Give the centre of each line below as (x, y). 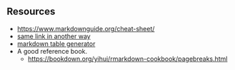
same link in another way (54, 36)
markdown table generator (56, 43)
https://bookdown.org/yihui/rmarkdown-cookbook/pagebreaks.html (127, 59)
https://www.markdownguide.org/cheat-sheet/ (86, 28)
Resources (31, 12)
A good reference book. (52, 51)
